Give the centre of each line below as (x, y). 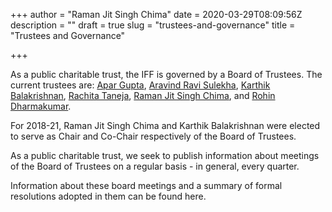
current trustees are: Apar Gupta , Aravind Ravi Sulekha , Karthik (140, 85)
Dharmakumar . (41, 106)
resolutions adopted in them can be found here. (108, 196)
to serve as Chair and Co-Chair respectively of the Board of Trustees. (153, 136)
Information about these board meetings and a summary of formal (146, 185)
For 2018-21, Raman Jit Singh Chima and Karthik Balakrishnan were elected (165, 125)
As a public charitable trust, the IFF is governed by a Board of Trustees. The (166, 74)
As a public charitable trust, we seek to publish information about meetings (165, 155)
